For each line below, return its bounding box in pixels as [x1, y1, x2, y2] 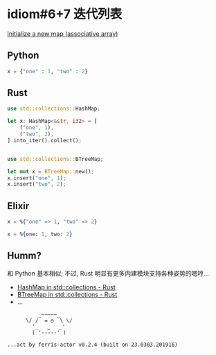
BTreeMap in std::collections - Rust [17, 290, 118, 298]
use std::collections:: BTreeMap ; [7, 155, 104, 162]
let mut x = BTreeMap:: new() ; [7, 168, 95, 175]
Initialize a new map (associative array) [7, 29, 118, 38]
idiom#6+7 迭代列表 [7, 6, 123, 22]
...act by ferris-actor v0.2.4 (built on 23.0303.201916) [7, 341, 178, 348]
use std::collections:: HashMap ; [7, 105, 100, 113]
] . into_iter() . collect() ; [7, 137, 82, 144]
